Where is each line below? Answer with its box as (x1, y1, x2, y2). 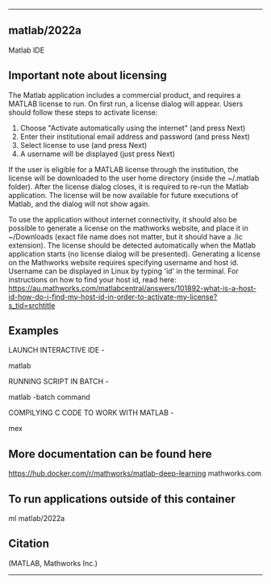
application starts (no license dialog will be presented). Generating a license (8, 248, 261, 259)
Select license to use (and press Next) (19, 140, 148, 150)
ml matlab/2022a (8, 514, 65, 523)
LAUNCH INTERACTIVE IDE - (8, 345, 105, 355)
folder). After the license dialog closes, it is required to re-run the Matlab (8, 181, 249, 191)
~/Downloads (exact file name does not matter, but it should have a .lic (8, 231, 244, 241)
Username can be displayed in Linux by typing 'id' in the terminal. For (8, 266, 240, 276)
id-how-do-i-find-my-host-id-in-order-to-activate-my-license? (8, 292, 218, 302)
